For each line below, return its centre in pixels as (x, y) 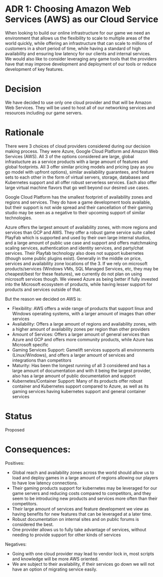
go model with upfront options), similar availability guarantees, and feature (80, 172)
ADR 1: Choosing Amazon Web (68, 9)
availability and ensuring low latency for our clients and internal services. (78, 53)
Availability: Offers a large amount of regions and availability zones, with (84, 324)
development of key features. (35, 69)
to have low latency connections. (45, 483)
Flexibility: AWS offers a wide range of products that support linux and (82, 308)
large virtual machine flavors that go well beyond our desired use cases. (77, 187)
